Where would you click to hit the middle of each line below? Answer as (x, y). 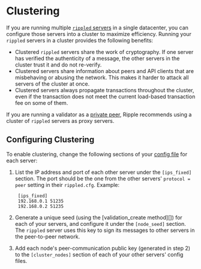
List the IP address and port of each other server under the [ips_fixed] (103, 172)
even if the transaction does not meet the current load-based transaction (105, 96)
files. (21, 261)
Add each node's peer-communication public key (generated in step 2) (103, 248)
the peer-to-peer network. (47, 236)
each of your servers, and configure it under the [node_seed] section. (100, 223)
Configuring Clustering (50, 140)
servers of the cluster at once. (52, 84)
